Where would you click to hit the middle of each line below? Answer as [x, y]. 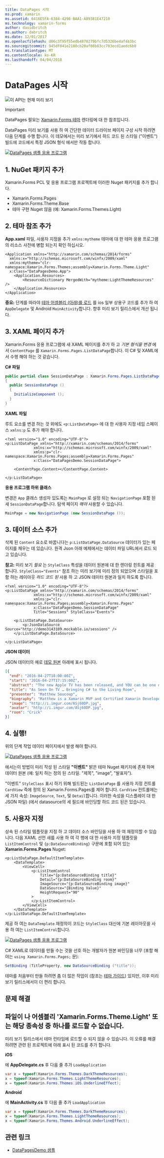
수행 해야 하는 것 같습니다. [35, 356]
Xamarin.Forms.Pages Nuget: [36, 849]
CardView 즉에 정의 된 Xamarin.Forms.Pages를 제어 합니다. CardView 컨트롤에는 [82, 789]
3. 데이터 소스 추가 [31, 530]
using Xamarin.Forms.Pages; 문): [46, 956]
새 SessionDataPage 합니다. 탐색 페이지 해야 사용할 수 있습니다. [64, 504]
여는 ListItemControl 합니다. [43, 930]
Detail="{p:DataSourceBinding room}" [78, 879]
